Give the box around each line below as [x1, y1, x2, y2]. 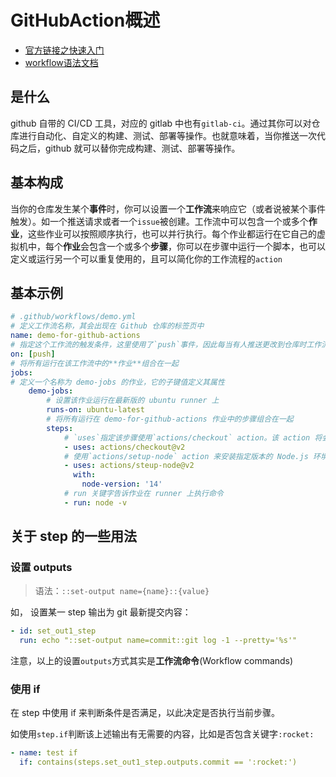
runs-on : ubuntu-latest [46, 405, 145, 415]
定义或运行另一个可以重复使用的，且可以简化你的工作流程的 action [10, 252, 283, 265]
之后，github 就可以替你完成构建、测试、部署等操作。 [18, 142, 241, 154]
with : [73, 470, 97, 480]
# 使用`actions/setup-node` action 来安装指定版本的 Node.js [63, 451, 309, 461]
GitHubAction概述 [10, 9, 161, 32]
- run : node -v [63, 497, 128, 508]
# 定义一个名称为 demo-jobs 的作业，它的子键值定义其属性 [10, 377, 225, 387]
